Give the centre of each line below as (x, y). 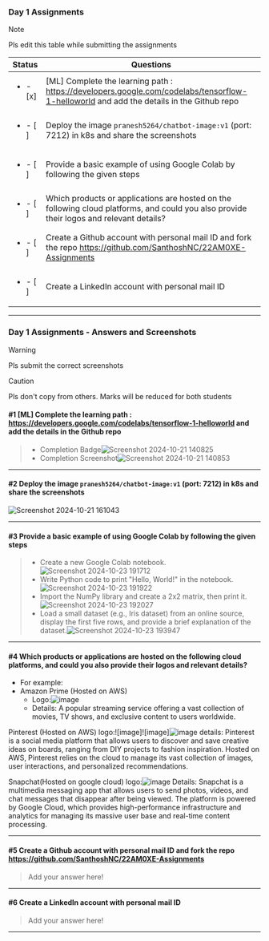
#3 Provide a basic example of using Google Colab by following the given (132, 536)
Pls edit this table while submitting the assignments (93, 45)
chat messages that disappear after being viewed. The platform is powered (132, 799)
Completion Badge (70, 449)
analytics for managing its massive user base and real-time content (119, 816)
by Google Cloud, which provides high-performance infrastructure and (125, 807)
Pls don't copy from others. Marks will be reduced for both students (120, 396)
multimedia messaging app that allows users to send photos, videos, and (128, 790)
